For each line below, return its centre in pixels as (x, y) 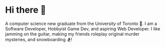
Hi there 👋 (26, 10)
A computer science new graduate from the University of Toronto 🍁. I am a (81, 23)
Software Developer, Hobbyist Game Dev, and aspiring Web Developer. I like (83, 28)
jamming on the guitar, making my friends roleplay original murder (72, 34)
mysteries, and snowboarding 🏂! (39, 39)
